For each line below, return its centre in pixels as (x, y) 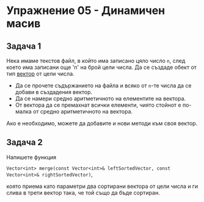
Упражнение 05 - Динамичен (86, 11)
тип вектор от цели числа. (40, 74)
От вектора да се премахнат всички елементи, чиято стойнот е (98, 105)
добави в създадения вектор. (54, 92)
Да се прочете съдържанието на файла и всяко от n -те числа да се (103, 85)
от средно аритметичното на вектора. (83, 111)
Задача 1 (24, 46)
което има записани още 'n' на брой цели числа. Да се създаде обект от (102, 67)
